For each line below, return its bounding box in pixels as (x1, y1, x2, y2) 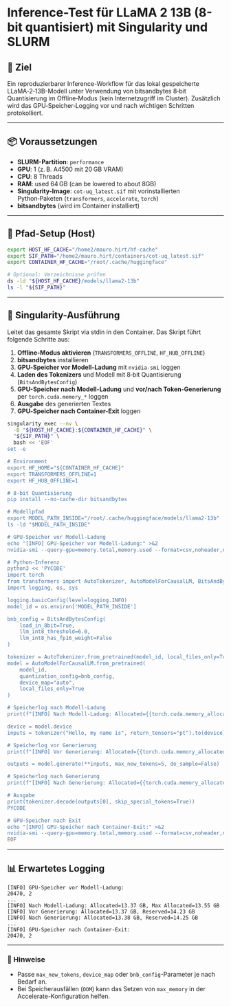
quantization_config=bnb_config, (19, 672, 115, 680)
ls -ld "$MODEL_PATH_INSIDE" (7, 521, 91, 529)
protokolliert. (7, 109, 43, 117)
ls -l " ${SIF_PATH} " (7, 284, 67, 291)
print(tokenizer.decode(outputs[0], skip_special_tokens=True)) (7, 798, 195, 805)
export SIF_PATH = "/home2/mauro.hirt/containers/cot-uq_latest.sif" (7, 252, 205, 259)
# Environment (7, 458, 48, 465)
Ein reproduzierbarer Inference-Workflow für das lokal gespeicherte (7, 80, 199, 87)
